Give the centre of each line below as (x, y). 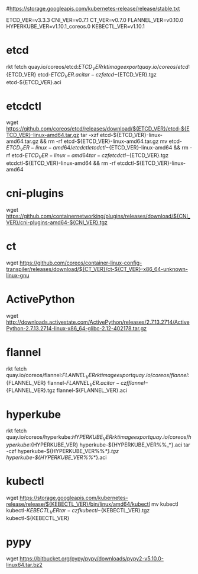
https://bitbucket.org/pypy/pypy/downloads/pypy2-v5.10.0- (92, 558)
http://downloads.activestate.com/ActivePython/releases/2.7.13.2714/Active (98, 322)
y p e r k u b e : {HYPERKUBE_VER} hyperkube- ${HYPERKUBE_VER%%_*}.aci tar (98, 445)
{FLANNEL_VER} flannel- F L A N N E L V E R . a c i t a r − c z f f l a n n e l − (77, 383)
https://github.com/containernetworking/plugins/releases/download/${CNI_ (98, 216)
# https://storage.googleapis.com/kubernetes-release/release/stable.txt (93, 9)
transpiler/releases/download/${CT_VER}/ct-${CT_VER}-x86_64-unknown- (97, 269)
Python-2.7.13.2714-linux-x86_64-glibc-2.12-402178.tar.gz (77, 328)
